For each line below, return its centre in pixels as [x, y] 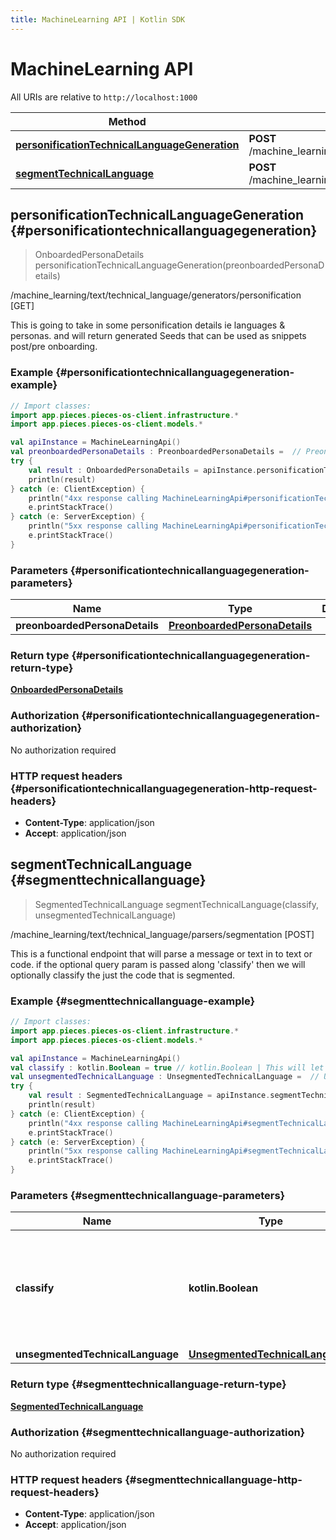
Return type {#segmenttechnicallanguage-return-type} [148, 1384]
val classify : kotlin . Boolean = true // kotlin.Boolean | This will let [167, 1067]
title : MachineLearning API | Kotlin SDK [98, 19]
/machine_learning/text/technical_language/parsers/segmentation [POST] [162, 934]
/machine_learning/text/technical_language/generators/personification [156, 295]
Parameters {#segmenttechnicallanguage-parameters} [148, 1196]
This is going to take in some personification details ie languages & [148, 325]
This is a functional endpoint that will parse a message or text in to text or [161, 953]
